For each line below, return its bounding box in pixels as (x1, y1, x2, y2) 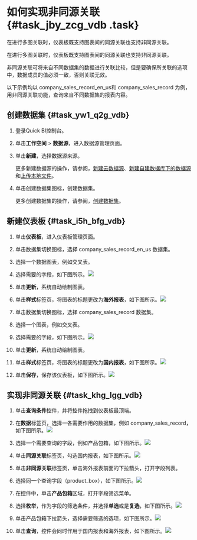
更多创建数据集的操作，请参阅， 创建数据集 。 (15, 197, 124, 204)
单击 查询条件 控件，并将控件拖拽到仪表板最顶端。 (15, 407, 134, 414)
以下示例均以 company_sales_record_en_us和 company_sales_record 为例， (6, 83, 191, 90)
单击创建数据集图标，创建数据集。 (15, 185, 98, 192)
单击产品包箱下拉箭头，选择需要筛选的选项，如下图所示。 (15, 515, 155, 522)
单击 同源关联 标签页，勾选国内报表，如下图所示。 (15, 452, 134, 459)
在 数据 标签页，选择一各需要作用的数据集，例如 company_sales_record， (15, 419, 192, 426)
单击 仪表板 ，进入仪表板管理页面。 (15, 233, 98, 240)
